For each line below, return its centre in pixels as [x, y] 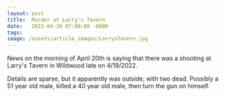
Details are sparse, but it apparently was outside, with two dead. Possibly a [113, 79]
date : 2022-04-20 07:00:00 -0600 [58, 26]
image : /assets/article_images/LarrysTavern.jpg [78, 39]
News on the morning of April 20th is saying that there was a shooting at [109, 58]
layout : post [26, 13]
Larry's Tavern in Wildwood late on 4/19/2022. [72, 66]
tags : [15, 32]
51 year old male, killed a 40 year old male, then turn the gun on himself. [108, 86]
